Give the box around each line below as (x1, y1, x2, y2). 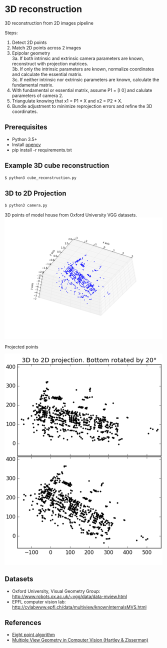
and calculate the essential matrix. (11, 71, 83, 77)
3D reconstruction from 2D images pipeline (4, 20, 93, 26)
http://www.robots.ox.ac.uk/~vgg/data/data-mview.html (11, 593, 127, 599)
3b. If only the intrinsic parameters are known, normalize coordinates (11, 66, 154, 72)
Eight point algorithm (11, 631, 55, 638)
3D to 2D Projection (4, 189, 66, 197)
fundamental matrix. (11, 81, 53, 88)
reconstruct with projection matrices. (11, 60, 88, 66)
